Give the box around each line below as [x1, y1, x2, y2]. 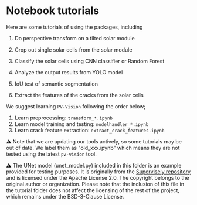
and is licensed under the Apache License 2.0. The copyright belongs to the [6, 174, 189, 181]
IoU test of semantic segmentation [14, 80, 98, 87]
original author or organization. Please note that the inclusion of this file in [6, 180, 185, 187]
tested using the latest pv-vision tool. [6, 151, 97, 158]
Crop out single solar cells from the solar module [14, 46, 133, 53]
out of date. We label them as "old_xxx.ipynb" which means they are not [6, 144, 180, 151]
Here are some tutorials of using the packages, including [6, 23, 143, 30]
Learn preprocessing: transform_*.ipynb [14, 114, 113, 121]
